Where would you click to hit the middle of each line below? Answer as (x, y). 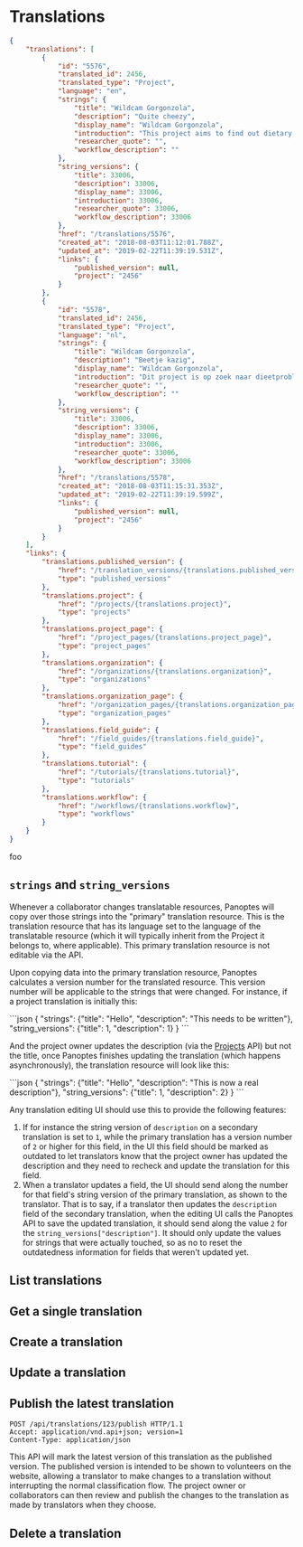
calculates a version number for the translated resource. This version (138, 982)
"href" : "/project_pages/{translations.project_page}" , (165, 638)
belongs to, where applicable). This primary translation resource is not (140, 945)
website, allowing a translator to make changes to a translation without (140, 1476)
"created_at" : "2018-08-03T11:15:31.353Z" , (140, 486)
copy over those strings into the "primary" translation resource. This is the (147, 916)
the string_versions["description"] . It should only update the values (151, 1232)
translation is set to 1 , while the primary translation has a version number (157, 1137)
